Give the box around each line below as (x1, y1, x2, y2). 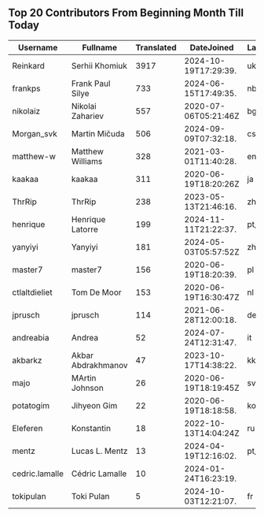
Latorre (71, 224, 98, 235)
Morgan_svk (12, 128, 57, 139)
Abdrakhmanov (71, 359, 128, 370)
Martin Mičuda (71, 128, 125, 139)
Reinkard (12, 60, 46, 71)
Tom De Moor (71, 287, 122, 298)
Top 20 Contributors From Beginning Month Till (8, 6, 244, 20)
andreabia (12, 332, 49, 343)
